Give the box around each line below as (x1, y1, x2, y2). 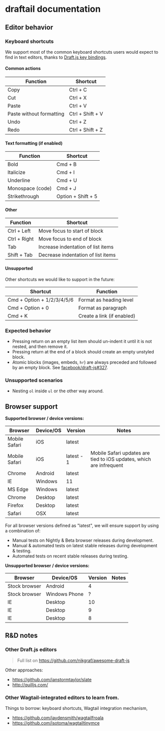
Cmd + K (7, 312, 28, 319)
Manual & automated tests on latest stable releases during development (12, 543, 158, 549)
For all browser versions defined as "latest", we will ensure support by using (5, 522, 159, 528)
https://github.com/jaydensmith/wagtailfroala (12, 715, 104, 721)
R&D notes (5, 631, 38, 640)
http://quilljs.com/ (12, 682, 48, 688)
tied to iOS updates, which (90, 456, 151, 463)
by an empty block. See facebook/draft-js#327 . (12, 364, 108, 370)
